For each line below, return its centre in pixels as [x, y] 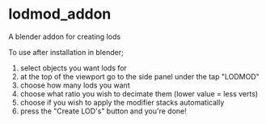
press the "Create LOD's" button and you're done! [103, 111]
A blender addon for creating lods [65, 36]
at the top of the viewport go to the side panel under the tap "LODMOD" [140, 76]
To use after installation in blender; [66, 52]
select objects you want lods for [74, 68]
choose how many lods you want [75, 85]
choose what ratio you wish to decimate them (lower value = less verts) [139, 93]
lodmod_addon [60, 14]
